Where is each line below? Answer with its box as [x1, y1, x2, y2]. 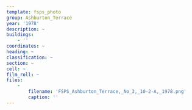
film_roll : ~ [6, 71, 40, 78]
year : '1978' [6, 20, 40, 26]
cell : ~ [6, 65, 26, 72]
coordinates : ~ [6, 43, 45, 50]
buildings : [6, 32, 34, 38]
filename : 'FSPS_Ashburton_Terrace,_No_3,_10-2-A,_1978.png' [28, 89, 187, 95]
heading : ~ [6, 49, 34, 55]
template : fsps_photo [6, 9, 62, 15]
